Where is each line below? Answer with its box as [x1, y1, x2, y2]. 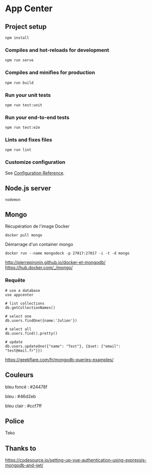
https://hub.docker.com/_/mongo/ [5, 265, 73, 271]
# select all [5, 327, 32, 331]
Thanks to [5, 444, 37, 452]
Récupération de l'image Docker [5, 223, 70, 229]
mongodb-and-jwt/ [5, 462, 44, 468]
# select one [5, 314, 32, 319]
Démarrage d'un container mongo [5, 241, 74, 247]
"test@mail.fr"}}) [5, 348, 42, 353]
